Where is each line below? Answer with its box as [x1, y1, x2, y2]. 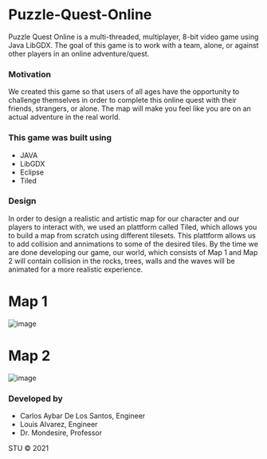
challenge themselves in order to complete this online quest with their [8, 96, 238, 105]
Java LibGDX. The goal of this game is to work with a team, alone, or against [8, 40, 259, 49]
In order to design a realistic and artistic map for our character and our [8, 214, 240, 223]
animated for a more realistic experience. [8, 265, 143, 274]
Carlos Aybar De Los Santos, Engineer [19, 411, 146, 420]
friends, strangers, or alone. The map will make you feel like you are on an [8, 104, 251, 113]
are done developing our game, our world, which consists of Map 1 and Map [8, 247, 258, 257]
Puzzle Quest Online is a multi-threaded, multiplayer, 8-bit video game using [8, 32, 259, 41]
